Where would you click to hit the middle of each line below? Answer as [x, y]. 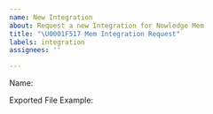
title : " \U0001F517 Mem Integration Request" [95, 34]
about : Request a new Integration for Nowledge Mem [106, 26]
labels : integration [47, 42]
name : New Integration [51, 17]
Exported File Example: [51, 100]
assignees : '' [35, 50]
